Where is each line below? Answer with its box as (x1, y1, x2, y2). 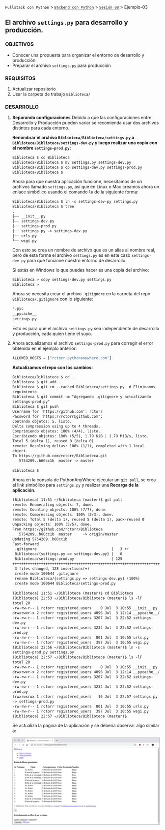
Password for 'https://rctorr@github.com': (12, 414, 103, 419)
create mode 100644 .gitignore (14, 571, 79, 576)
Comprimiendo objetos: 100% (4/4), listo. (12, 429, 101, 433)
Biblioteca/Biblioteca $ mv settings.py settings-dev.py (12, 160, 132, 165)
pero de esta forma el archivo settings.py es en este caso (12, 252, 131, 258)
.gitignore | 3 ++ (14, 546, 129, 552)
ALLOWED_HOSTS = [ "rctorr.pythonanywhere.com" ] (12, 355, 111, 361)
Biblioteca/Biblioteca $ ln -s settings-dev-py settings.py (12, 199, 138, 204)
